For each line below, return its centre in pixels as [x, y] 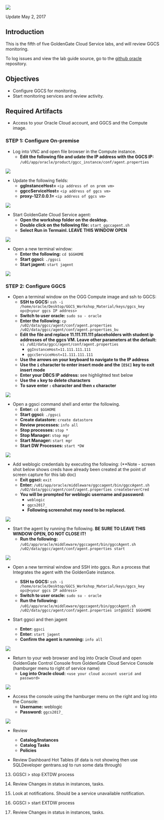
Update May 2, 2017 [26, 17]
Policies [28, 750]
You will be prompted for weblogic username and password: [82, 494]
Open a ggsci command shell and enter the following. [66, 404]
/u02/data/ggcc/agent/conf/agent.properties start [72, 549]
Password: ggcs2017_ [41, 712]
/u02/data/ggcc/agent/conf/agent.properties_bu [69, 330]
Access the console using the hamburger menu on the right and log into [85, 697]
